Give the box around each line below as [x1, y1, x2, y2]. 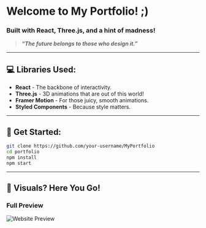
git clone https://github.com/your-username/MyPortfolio [6, 143, 155, 150]
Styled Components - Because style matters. [15, 103, 131, 111]
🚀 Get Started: [6, 127, 61, 137]
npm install [6, 154, 37, 161]
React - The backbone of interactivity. [15, 84, 112, 91]
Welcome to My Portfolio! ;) [6, 4, 149, 18]
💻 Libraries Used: [6, 64, 77, 75]
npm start [6, 160, 32, 166]
